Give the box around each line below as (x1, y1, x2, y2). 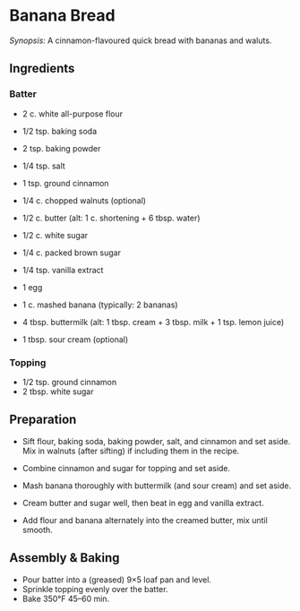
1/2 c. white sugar (21, 229, 89, 240)
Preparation (9, 412, 77, 427)
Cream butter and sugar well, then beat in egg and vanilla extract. (21, 497, 264, 508)
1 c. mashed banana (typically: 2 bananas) (21, 299, 178, 310)
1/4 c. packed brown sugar (21, 247, 121, 258)
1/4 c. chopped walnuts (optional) (21, 194, 146, 206)
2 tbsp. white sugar (21, 386, 94, 397)
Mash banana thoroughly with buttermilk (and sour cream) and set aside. (21, 480, 292, 491)
